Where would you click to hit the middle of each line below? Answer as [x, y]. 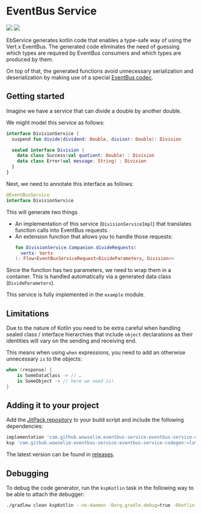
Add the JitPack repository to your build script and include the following [95, 420]
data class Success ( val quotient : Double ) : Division [86, 156]
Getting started [35, 97]
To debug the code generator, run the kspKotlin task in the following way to [100, 488]
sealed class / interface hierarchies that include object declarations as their [100, 335]
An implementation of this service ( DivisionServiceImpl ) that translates [103, 223]
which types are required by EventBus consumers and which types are [94, 53]
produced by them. [30, 59]
